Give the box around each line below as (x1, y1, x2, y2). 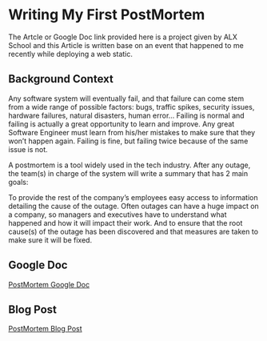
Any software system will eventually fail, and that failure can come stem (8, 94, 245, 103)
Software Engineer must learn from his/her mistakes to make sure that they (8, 127, 256, 137)
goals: (8, 177, 29, 187)
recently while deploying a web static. (8, 49, 133, 58)
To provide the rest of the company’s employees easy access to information (8, 192, 258, 202)
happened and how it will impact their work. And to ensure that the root (8, 218, 243, 227)
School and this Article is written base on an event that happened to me (8, 40, 244, 50)
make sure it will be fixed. (8, 235, 93, 245)
